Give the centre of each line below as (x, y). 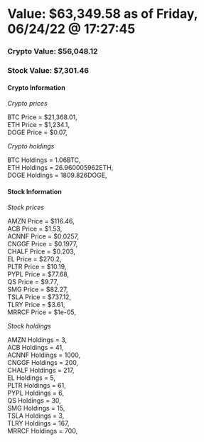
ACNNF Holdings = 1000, (44, 355)
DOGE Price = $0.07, (37, 132)
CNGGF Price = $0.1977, (43, 244)
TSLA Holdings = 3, (36, 416)
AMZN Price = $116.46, (41, 221)
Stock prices (26, 207)
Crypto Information (36, 87)
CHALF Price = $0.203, (42, 251)
